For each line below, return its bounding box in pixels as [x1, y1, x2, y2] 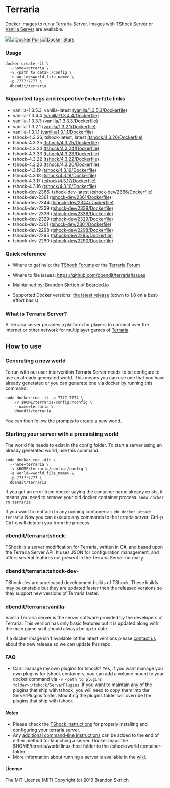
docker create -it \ [5, 61, 50, 66]
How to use [5, 342, 42, 350]
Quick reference [5, 250, 46, 257]
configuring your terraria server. [12, 727, 81, 733]
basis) [25, 297, 39, 303]
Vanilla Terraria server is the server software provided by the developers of [5, 615, 163, 620]
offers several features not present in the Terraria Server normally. [5, 555, 144, 561]
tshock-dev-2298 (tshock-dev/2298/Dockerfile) [12, 226, 113, 233]
